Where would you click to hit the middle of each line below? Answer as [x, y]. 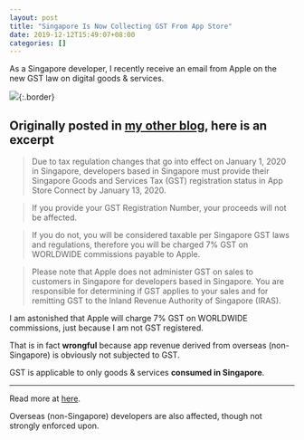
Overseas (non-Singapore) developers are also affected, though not [136, 416]
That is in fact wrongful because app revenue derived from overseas [138, 346]
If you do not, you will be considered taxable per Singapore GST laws [160, 235]
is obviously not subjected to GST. [116, 355]
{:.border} [37, 97]
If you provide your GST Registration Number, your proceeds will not [159, 208]
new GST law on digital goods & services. [87, 79]
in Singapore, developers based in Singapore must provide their [150, 171]
